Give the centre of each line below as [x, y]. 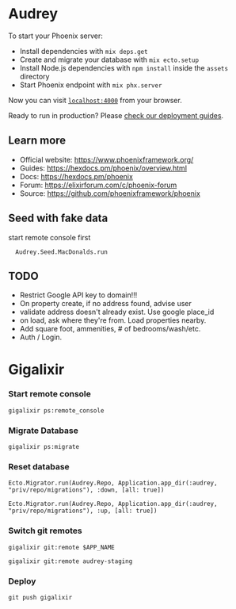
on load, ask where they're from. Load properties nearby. [113, 320]
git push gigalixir [40, 598]
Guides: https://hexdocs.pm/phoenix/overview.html [103, 168]
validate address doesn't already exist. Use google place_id [117, 312]
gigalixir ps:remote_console [56, 410]
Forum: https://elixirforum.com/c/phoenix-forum [98, 185]
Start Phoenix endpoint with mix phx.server [91, 85]
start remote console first [49, 237]
